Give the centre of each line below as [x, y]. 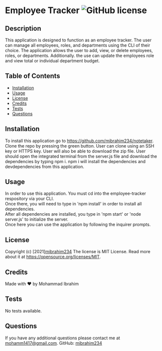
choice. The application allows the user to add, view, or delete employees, [79, 50]
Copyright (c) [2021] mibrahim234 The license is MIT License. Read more [78, 252]
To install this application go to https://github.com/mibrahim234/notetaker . [79, 141]
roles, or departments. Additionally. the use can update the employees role [80, 55]
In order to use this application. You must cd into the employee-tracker [76, 194]
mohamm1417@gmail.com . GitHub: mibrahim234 [54, 343]
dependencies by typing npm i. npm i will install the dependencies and [75, 161]
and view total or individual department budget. [52, 61]
